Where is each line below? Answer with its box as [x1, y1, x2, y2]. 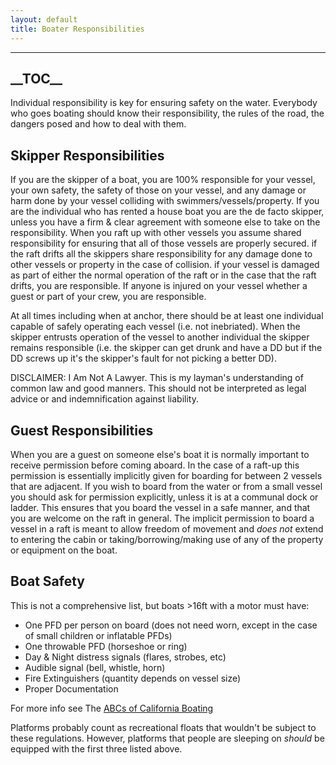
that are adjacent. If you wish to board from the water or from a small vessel [10, 480, 323, 492]
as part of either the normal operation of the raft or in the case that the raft [10, 269, 317, 281]
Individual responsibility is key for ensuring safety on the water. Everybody [10, 97, 318, 109]
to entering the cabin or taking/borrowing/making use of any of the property [10, 533, 324, 545]
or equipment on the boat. [10, 544, 118, 556]
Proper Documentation [24, 682, 119, 695]
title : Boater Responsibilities [10, 24, 145, 34]
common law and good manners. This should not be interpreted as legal [10, 382, 307, 395]
